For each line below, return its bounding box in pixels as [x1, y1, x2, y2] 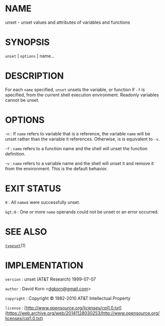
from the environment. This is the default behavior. [5, 165, 108, 171]
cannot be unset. [5, 97, 39, 103]
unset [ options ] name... [5, 53, 55, 59]
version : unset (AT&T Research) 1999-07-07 [5, 276, 96, 282]
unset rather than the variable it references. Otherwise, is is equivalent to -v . [5, 136, 160, 142]
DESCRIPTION [5, 70, 64, 81]
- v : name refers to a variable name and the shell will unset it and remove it [5, 160, 154, 166]
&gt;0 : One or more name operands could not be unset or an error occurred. [5, 208, 159, 215]
